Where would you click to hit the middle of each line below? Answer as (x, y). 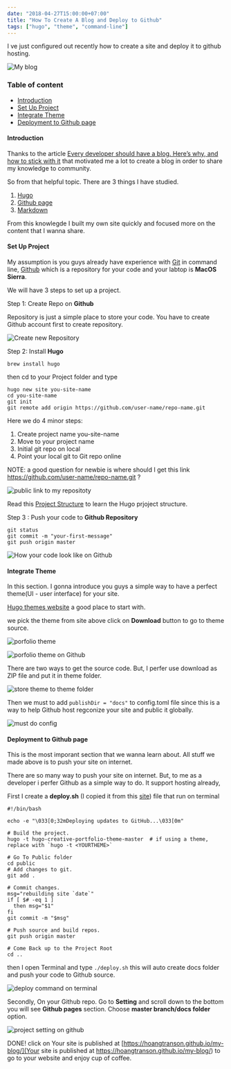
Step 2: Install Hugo (35, 352)
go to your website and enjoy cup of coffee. (70, 1058)
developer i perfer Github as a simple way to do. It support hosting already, (114, 783)
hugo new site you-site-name (49, 390)
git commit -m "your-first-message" (60, 536)
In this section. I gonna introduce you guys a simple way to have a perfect (112, 586)
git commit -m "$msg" (38, 918)
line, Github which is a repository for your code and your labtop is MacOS (112, 270)
